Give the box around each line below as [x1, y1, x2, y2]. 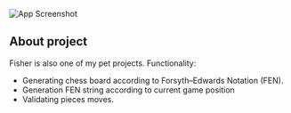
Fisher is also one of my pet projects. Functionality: [9, 58, 197, 69]
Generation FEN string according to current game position [21, 85, 236, 95]
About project [9, 34, 87, 49]
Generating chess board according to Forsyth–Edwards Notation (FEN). [21, 75, 284, 85]
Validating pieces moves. [21, 93, 114, 104]
